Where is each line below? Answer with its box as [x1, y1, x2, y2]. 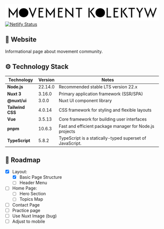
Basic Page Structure [19, 174, 62, 180]
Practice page [12, 207, 41, 213]
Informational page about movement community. [5, 48, 103, 54]
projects [58, 128, 76, 134]
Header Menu [19, 180, 47, 186]
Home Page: [12, 185, 38, 191]
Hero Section [19, 191, 46, 197]
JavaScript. [58, 140, 82, 146]
